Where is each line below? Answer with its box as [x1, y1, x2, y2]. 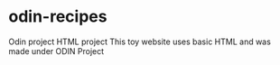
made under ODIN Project [8, 45, 105, 56]
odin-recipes [8, 6, 107, 27]
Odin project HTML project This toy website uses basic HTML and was [8, 36, 272, 47]
